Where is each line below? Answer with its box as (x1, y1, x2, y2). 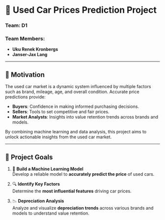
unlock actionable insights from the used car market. (5, 134, 112, 140)
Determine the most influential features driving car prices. (12, 188, 132, 194)
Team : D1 (5, 22, 28, 29)
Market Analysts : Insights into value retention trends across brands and (12, 114, 159, 120)
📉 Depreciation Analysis (12, 198, 64, 204)
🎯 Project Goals (5, 153, 53, 161)
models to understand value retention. (12, 210, 90, 216)
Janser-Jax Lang (12, 52, 48, 58)
